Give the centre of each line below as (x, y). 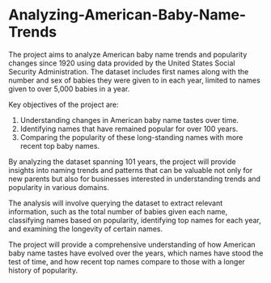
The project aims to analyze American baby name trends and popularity (128, 54)
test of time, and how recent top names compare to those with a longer (127, 261)
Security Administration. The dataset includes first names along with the (129, 71)
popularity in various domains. (59, 187)
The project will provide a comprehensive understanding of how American (132, 244)
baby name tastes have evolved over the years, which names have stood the (136, 253)
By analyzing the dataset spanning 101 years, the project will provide (122, 161)
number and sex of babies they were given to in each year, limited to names (134, 80)
